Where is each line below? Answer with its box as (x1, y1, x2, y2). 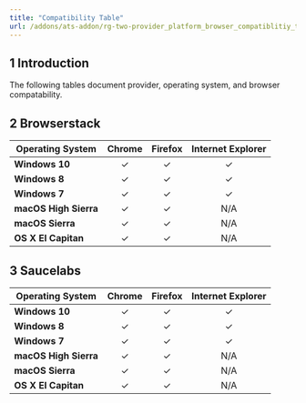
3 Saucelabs (9, 263, 82, 278)
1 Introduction (9, 55, 89, 71)
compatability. (9, 89, 63, 100)
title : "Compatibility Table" (9, 13, 125, 23)
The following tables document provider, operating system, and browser (9, 79, 280, 91)
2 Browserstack (9, 116, 101, 131)
